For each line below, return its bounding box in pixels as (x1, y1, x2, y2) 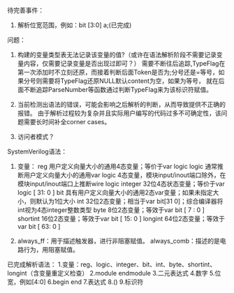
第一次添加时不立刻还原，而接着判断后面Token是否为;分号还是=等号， (17, 68, 219, 76)
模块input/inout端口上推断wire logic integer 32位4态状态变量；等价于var (17, 180, 225, 188)
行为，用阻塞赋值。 (23, 246, 79, 253)
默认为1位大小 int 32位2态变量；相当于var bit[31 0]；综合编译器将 (36, 197, 224, 205)
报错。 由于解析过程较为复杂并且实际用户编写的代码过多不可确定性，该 (17, 109, 221, 117)
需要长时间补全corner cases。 (23, 118, 111, 126)
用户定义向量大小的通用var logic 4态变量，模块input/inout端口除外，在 (23, 171, 226, 179)
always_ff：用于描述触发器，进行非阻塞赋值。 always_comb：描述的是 (17, 236, 220, 245)
